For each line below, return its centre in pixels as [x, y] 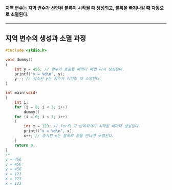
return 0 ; [25, 145]
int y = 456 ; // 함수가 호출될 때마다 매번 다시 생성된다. [70, 69]
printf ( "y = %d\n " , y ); [40, 74]
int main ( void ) [21, 93]
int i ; [21, 102]
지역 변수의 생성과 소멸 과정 [46, 38]
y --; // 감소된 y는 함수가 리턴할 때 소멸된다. [58, 79]
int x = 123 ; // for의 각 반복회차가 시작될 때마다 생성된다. [82, 126]
